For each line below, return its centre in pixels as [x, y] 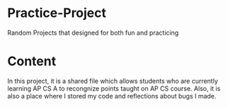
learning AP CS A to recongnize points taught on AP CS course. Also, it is [114, 88]
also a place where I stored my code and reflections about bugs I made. [112, 96]
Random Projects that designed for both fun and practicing [93, 33]
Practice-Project [57, 13]
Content [32, 61]
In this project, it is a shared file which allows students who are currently [113, 81]
